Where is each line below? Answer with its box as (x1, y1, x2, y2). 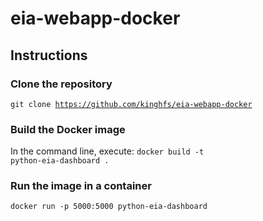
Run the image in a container (10, 179, 152, 193)
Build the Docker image (10, 122, 126, 136)
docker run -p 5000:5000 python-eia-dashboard (10, 202, 208, 212)
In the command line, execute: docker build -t (10, 145, 205, 157)
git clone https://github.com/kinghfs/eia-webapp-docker (10, 99, 253, 109)
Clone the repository (10, 77, 113, 91)
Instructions (10, 47, 88, 64)
